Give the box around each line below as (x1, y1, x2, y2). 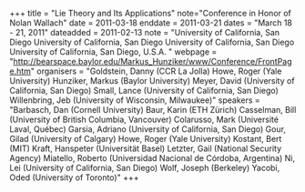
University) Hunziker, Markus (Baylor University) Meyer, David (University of (9, 76, 295, 86)
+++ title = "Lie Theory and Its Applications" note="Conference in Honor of (9, 8, 291, 18)
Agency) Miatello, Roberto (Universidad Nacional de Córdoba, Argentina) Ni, (9, 153, 296, 163)
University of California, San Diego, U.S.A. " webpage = (9, 46, 218, 57)
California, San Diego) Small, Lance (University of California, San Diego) (9, 86, 280, 96)
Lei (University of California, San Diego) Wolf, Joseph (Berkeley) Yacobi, (9, 163, 280, 173)
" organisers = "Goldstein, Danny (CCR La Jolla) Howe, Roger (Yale (30, 66, 282, 76)
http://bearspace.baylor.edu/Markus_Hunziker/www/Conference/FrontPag (13, 56, 293, 66)
